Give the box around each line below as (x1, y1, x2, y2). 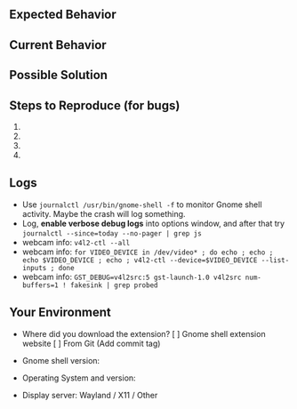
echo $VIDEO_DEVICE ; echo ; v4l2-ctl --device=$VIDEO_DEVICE (21, 255, 258, 265)
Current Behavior (9, 37, 107, 52)
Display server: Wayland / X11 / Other (21, 389, 158, 400)
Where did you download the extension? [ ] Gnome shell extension (21, 328, 266, 339)
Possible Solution (9, 68, 108, 83)
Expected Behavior (9, 7, 117, 22)
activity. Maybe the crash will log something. (21, 208, 186, 219)
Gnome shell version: (21, 355, 100, 365)
